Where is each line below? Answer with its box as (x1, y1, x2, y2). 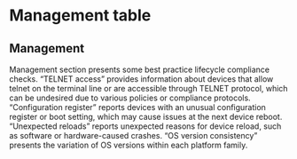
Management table (9, 5, 152, 26)
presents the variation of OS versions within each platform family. (9, 139, 248, 150)
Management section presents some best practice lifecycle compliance (9, 64, 270, 75)
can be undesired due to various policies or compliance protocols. (9, 92, 251, 103)
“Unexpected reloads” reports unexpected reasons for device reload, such (9, 121, 282, 131)
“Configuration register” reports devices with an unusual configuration (9, 102, 266, 112)
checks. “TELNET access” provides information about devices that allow (9, 74, 274, 84)
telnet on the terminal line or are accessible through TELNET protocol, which (9, 83, 288, 93)
